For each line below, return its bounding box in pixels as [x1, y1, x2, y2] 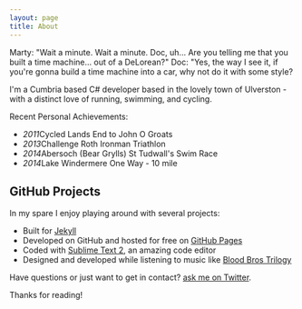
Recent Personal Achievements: [9, 111, 129, 122]
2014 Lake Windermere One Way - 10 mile [22, 157, 179, 168]
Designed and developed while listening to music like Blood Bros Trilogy [22, 254, 292, 265]
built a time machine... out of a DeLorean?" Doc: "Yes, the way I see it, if [9, 56, 278, 67]
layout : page [9, 13, 59, 23]
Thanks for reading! [9, 290, 83, 301]
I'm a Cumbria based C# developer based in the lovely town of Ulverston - [9, 84, 287, 95]
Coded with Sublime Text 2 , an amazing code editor [22, 244, 217, 255]
